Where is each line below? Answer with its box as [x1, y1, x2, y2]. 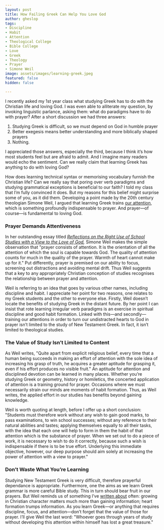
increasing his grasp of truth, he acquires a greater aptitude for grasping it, [5, 361, 156, 367]
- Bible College [5, 44, 38, 49]
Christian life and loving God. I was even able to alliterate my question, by [5, 103, 153, 109]
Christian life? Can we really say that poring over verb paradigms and [5, 179, 145, 185]
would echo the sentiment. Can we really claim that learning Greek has [5, 159, 148, 165]
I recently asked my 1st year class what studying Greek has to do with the [5, 98, 153, 104]
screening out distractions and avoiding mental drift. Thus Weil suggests [5, 265, 151, 271]
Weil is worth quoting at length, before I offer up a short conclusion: [5, 407, 141, 413]
